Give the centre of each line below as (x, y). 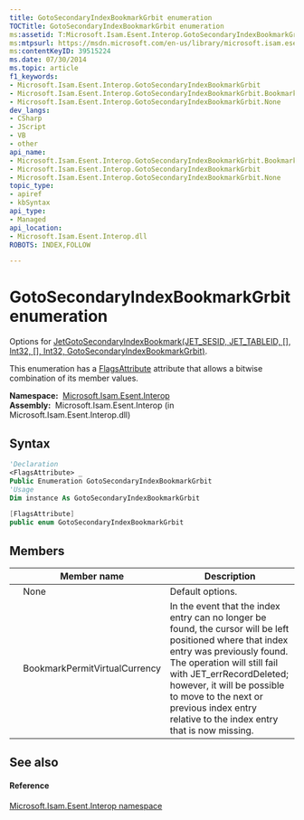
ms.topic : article (44, 69)
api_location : (36, 228)
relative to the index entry (224, 719)
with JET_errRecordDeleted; (229, 674)
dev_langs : (30, 110)
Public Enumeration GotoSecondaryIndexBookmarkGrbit (111, 481)
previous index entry (214, 708)
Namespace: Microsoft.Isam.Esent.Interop (90, 396)
